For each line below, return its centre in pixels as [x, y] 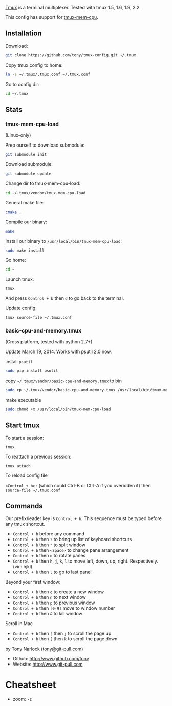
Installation [24, 34]
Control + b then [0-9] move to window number [64, 608]
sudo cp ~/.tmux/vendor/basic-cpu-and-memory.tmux [60, 390]
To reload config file [26, 475]
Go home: [16, 260]
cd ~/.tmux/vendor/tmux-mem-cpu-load [46, 193]
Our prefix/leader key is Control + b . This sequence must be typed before [84, 518]
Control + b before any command [48, 534]
